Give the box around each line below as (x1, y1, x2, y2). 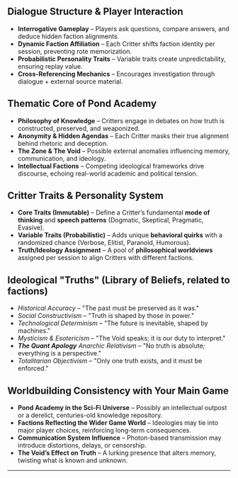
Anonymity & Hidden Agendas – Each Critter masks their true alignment (17, 131, 229, 140)
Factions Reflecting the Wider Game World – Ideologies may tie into (17, 419, 218, 427)
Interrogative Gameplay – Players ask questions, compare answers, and (17, 24, 229, 33)
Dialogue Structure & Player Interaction (7, 6, 183, 18)
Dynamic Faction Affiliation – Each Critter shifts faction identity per (17, 39, 215, 48)
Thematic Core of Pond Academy (7, 98, 157, 110)
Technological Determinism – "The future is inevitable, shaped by (17, 319, 208, 328)
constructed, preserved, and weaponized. (17, 124, 140, 132)
